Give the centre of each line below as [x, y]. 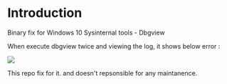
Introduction [45, 13]
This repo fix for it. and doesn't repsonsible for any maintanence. [102, 73]
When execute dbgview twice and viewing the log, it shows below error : [114, 46]
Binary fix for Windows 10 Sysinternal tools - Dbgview [86, 32]
